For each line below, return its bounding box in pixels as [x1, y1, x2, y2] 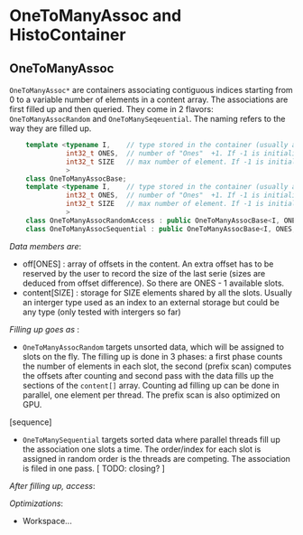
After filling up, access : [9, 480, 96, 491]
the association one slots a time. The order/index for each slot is [22, 444, 262, 455]
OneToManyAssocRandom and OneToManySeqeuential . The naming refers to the [9, 114, 286, 124]
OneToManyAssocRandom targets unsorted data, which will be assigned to [22, 341, 284, 352]
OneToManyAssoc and [9, 5, 182, 26]
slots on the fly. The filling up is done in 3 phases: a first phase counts [22, 351, 283, 361]
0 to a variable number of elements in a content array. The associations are [9, 94, 289, 105]
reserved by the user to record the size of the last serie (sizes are [22, 267, 266, 278]
